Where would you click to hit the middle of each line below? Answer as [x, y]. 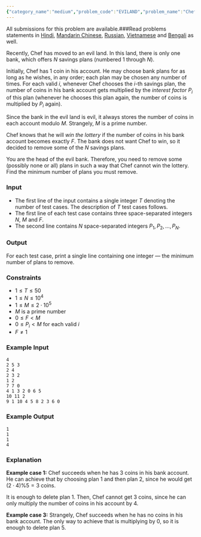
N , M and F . [29, 219]
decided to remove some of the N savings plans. [66, 148]
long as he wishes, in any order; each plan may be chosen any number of [97, 77]
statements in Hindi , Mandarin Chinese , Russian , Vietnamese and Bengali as [100, 35]
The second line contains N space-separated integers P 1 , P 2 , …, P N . [98, 226]
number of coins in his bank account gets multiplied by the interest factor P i [100, 90]
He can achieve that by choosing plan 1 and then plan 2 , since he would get [99, 479]
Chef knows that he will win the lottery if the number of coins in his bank [95, 135]
